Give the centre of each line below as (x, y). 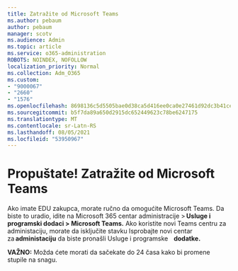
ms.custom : (23, 80)
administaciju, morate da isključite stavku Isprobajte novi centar (100, 231)
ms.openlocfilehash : (38, 106)
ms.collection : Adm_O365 (44, 73)
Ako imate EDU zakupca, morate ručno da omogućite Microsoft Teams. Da (116, 209)
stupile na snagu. (33, 260)
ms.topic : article (34, 47)
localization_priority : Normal (53, 67)
